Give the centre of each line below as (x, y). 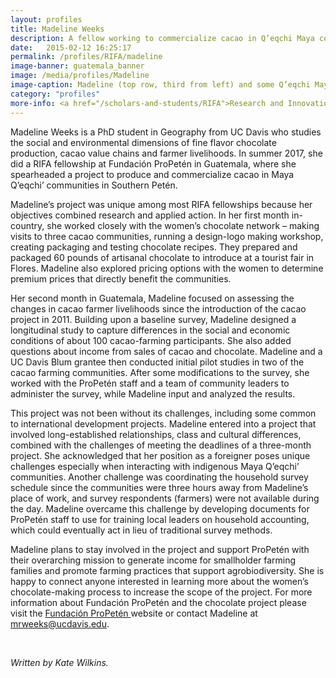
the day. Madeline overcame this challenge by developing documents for (160, 508)
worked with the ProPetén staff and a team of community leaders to (150, 383)
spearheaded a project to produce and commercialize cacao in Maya (152, 174)
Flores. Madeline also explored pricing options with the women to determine (167, 268)
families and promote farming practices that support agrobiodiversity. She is (167, 570)
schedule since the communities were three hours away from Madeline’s (159, 487)
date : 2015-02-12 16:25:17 (71, 47)
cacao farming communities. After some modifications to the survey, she (160, 372)
